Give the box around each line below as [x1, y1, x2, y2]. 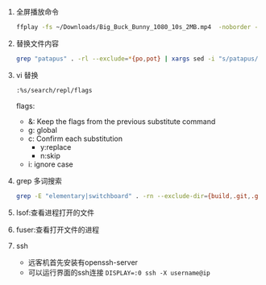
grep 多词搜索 [15, 176, 63, 185]
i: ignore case [27, 159, 74, 169]
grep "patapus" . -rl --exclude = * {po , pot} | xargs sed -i [15, 55, 215, 63]
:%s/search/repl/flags [15, 86, 93, 94]
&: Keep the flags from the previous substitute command [27, 116, 216, 126]
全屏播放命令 [15, 7, 59, 16]
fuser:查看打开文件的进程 [15, 225, 100, 234]
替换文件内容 [15, 39, 59, 48]
